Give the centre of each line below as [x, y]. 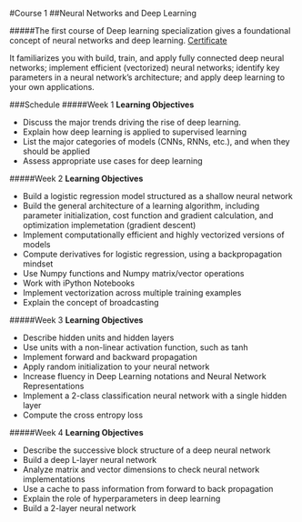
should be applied [56, 151]
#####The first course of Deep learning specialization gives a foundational [150, 30]
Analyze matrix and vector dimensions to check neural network [141, 469]
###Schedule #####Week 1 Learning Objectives [102, 105]
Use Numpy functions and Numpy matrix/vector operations [133, 273]
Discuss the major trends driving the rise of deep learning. [131, 122]
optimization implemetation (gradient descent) [109, 225]
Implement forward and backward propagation [110, 357]
